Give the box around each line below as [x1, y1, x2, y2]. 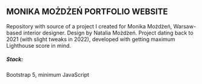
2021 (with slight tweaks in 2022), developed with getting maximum [6, 35, 176, 43]
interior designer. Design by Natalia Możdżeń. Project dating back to [23, 29, 194, 36]
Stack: [6, 56, 24, 63]
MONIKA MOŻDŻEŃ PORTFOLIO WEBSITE [6, 7, 168, 17]
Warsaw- [173, 22, 196, 30]
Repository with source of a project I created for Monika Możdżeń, [6, 22, 172, 30]
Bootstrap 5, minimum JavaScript [6, 71, 90, 78]
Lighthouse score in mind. [6, 42, 72, 49]
